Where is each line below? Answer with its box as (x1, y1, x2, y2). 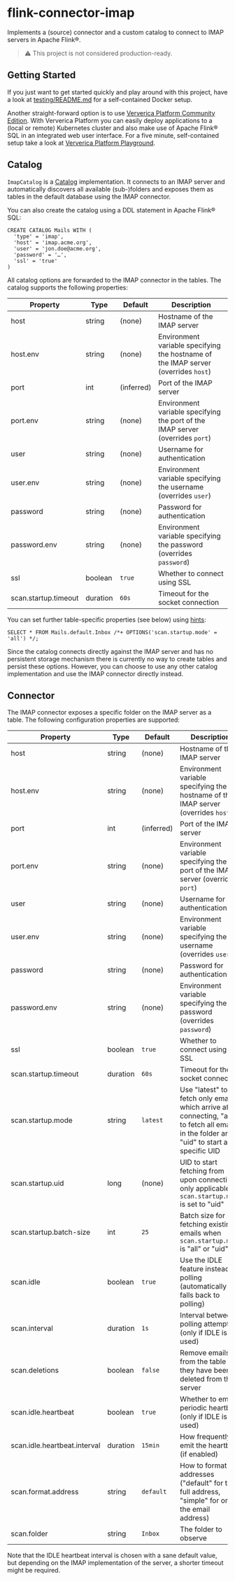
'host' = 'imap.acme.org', (13, 239, 92, 246)
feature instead (179, 1264, 229, 1274)
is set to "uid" (179, 1199, 225, 1209)
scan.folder (10, 1529, 48, 1539)
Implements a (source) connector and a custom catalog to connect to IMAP (7, 28, 224, 36)
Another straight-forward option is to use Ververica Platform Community (7, 108, 215, 117)
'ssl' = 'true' (13, 257, 58, 264)
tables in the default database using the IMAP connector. (7, 192, 171, 201)
